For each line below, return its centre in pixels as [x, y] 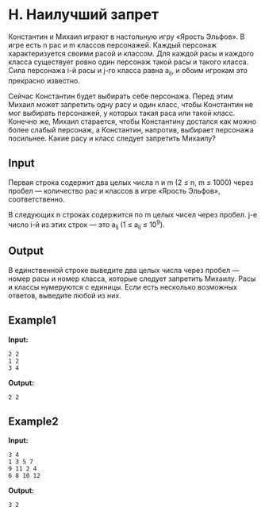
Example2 [33, 422]
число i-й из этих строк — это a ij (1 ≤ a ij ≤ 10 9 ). [86, 225]
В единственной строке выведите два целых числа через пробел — [124, 270]
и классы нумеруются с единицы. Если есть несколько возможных [123, 286]
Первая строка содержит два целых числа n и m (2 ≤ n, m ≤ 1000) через [131, 182]
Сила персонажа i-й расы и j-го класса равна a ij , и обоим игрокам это [128, 71]
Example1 [33, 320]
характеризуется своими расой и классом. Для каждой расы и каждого [131, 53]
